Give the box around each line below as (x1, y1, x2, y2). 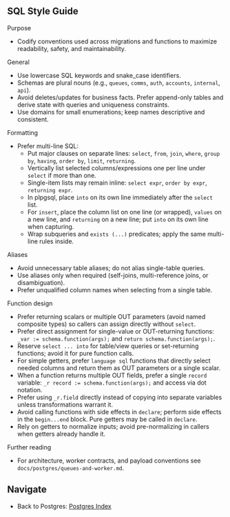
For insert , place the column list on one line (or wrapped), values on (27, 207, 222, 216)
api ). (17, 85, 31, 94)
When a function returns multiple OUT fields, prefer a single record (17, 371, 207, 379)
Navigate (7, 484, 47, 496)
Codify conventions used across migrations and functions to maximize (17, 37, 218, 45)
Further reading (7, 443, 52, 451)
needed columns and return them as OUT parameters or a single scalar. (17, 363, 221, 372)
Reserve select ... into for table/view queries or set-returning (17, 341, 199, 350)
